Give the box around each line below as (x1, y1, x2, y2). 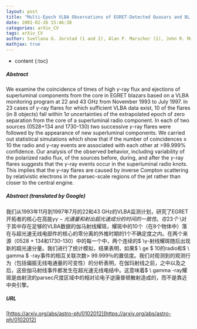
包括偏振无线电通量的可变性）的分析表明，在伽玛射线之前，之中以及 (16, 259, 181, 266)
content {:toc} (14, 57, 49, 65)
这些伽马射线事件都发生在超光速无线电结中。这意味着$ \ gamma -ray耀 (16, 266, 188, 273)
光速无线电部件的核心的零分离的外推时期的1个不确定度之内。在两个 (21, 230, 183, 237)
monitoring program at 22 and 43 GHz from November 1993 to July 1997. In (6, 98, 188, 105)
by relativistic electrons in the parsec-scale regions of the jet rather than (6, 172, 181, 179)
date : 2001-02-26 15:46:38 (6, 19, 72, 25)
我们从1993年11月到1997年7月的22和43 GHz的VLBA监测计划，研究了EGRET (6, 208, 189, 215)
